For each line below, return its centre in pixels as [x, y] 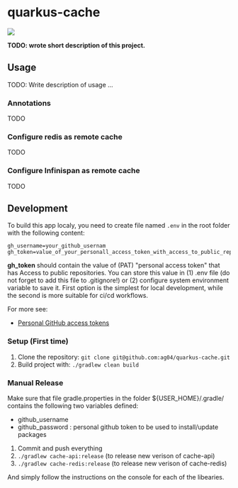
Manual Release [35, 382]
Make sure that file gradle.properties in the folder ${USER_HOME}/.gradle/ [116, 399]
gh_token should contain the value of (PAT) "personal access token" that [114, 265]
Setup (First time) [38, 341]
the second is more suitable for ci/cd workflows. [78, 296]
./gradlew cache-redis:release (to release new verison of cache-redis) [122, 464]
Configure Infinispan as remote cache [74, 171]
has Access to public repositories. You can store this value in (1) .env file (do [119, 273]
